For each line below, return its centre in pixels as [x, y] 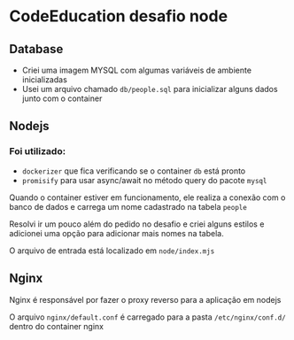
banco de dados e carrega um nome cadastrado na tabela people [128, 206]
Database [36, 49]
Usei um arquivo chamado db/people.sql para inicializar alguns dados [150, 89]
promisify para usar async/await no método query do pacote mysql [144, 180]
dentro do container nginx [57, 326]
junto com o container [62, 98]
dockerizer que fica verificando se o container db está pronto [134, 171]
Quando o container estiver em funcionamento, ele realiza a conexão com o [147, 197]
